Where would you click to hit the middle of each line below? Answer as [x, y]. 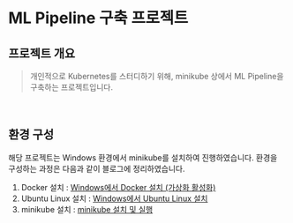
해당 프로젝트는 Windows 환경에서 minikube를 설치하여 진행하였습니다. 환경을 [143, 157]
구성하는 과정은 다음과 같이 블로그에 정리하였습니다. [97, 168]
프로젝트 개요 [42, 53]
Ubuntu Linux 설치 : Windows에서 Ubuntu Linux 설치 [114, 198]
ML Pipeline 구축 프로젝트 [98, 18]
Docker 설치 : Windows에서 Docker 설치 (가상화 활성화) [118, 187]
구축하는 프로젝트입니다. [71, 87]
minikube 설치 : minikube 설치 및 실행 [87, 209]
